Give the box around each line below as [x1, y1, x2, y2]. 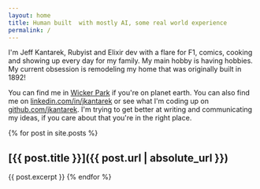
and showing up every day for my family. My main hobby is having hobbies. [8, 56, 254, 65]
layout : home [8, 11, 51, 20]
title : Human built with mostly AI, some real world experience [8, 19, 227, 27]
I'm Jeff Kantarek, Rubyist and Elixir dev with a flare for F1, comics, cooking [8, 48, 253, 57]
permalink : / [8, 26, 51, 34]
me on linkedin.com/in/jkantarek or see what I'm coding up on [8, 96, 209, 106]
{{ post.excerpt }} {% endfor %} [8, 172, 112, 182]
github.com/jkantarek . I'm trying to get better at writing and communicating [8, 105, 253, 114]
